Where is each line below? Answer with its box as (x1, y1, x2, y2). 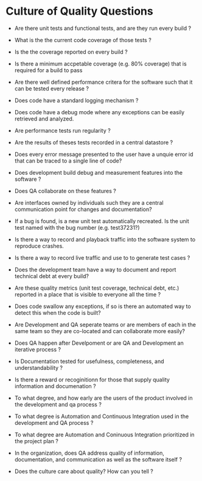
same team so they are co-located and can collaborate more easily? (14, 327, 185, 334)
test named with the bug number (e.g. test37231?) (14, 224, 141, 231)
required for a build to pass (14, 66, 83, 74)
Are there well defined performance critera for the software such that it (14, 78, 193, 86)
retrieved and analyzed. (14, 115, 74, 122)
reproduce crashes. (14, 242, 64, 249)
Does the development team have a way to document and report (14, 266, 176, 273)
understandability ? (14, 364, 63, 371)
